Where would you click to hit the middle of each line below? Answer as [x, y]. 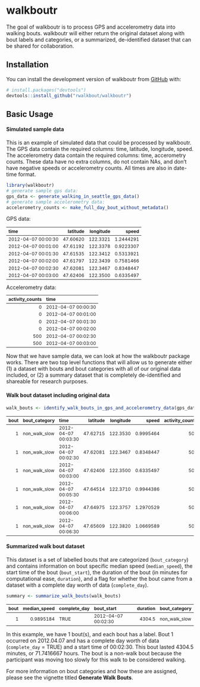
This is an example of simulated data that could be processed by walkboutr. [99, 143]
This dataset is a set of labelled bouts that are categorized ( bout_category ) [97, 559]
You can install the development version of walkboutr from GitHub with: [94, 79]
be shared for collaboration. [40, 46]
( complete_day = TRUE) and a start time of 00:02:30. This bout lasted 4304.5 [100, 647]
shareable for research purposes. [47, 381]
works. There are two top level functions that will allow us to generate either [99, 362]
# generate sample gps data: [42, 191]
